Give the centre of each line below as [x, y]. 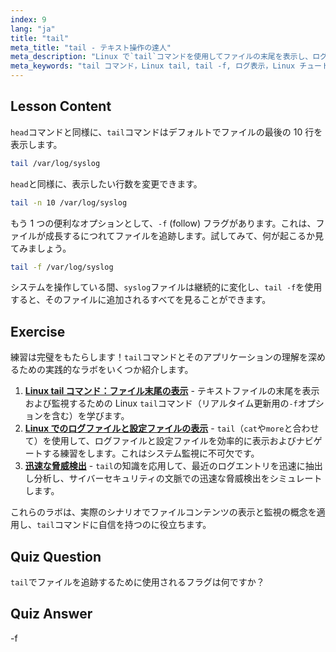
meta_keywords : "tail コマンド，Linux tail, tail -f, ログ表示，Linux [153, 66]
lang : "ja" [33, 29]
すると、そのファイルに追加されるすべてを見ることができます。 [141, 300]
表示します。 [36, 144]
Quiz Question [56, 556]
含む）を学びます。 [90, 416]
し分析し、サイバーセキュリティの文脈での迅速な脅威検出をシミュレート [173, 478]
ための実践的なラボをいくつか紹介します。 [106, 370]
